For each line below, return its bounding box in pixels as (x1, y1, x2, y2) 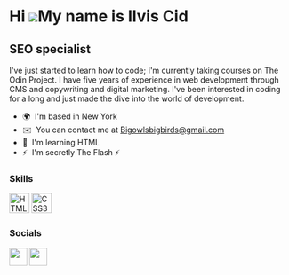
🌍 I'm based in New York (21, 111, 118, 122)
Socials (9, 227, 42, 240)
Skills (9, 172, 34, 185)
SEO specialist (9, 42, 92, 57)
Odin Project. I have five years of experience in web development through (9, 75, 280, 85)
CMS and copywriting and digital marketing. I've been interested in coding (9, 84, 281, 94)
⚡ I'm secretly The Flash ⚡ (21, 147, 121, 157)
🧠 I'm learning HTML (21, 137, 100, 147)
